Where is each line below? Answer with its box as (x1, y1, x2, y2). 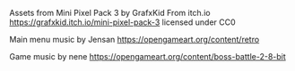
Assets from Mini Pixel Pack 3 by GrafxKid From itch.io (9, 8, 211, 18)
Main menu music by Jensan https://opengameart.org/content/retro (9, 35, 260, 44)
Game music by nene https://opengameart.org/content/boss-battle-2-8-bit (9, 51, 287, 61)
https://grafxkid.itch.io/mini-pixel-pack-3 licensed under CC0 (9, 17, 236, 28)
